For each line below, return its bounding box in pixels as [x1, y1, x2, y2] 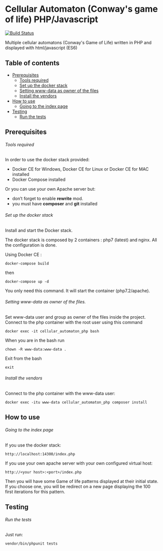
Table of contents [5, 59, 60, 67]
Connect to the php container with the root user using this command [5, 319, 143, 325]
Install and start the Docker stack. [5, 227, 73, 233]
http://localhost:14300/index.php [5, 451, 76, 456]
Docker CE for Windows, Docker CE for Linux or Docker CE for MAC [12, 166, 149, 172]
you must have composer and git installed [12, 201, 98, 207]
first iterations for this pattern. [5, 489, 65, 495]
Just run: [5, 532, 23, 538]
